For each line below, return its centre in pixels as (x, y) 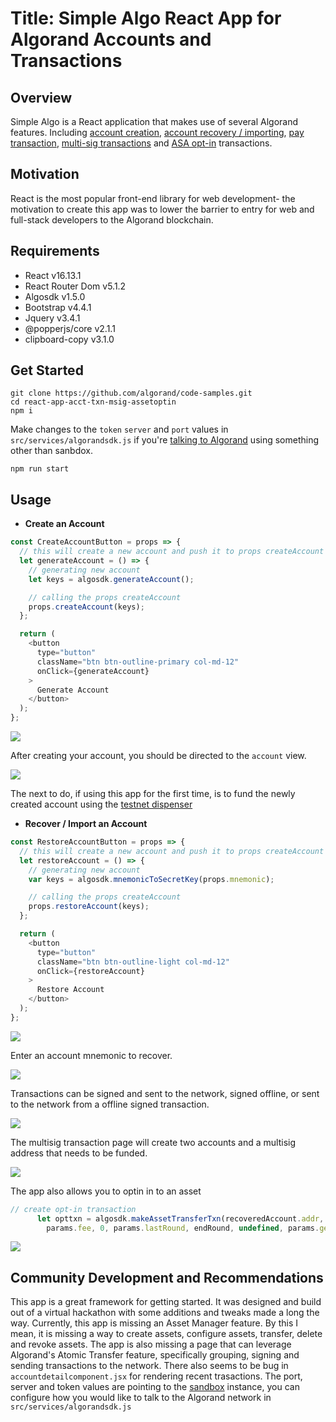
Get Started (47, 370)
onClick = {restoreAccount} (90, 971)
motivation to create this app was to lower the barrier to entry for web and (162, 209)
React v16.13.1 (53, 275)
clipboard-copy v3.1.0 (69, 339)
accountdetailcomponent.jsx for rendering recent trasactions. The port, (156, 1376)
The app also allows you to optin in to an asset (106, 1191)
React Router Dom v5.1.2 (75, 286)
